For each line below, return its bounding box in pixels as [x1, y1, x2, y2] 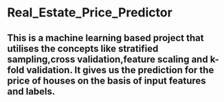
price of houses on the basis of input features [7, 75, 206, 86]
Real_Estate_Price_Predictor [7, 5, 173, 21]
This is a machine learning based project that [7, 32, 204, 44]
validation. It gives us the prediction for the [26, 64, 214, 76]
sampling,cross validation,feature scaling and [7, 53, 208, 65]
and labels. [7, 86, 56, 97]
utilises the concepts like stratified [7, 42, 159, 54]
